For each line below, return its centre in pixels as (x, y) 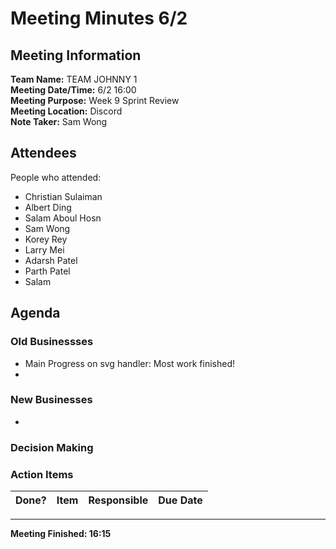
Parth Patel (47, 271)
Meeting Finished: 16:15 (61, 534)
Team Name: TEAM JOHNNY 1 (74, 79)
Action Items (42, 474)
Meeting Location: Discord (66, 111)
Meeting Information (76, 55)
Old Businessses (52, 342)
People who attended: (56, 177)
